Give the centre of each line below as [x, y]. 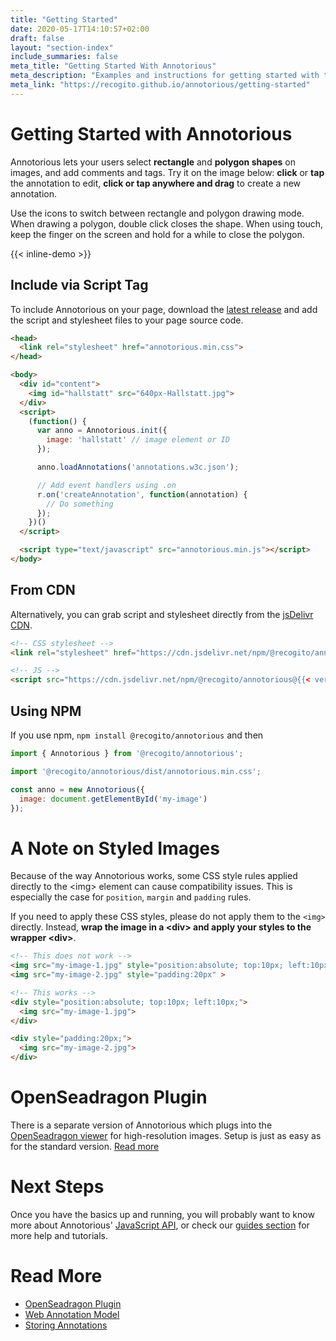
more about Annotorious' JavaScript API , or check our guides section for [160, 1225]
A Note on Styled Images [115, 848]
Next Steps [57, 1187]
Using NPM [46, 711]
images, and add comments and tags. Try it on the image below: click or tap [167, 172]
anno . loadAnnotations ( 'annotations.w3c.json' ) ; [138, 467]
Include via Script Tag [79, 285]
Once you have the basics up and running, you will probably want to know [162, 1214]
